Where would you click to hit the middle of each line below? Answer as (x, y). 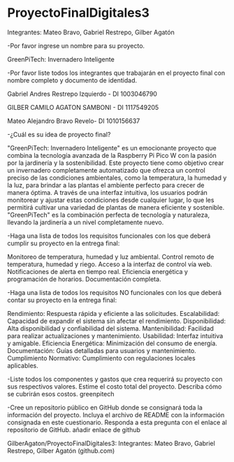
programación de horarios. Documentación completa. (85, 279)
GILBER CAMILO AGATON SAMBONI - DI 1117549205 (83, 107)
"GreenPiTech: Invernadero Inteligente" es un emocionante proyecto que (112, 147)
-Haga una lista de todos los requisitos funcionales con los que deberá (109, 236)
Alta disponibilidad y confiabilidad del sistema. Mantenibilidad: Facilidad (111, 328)
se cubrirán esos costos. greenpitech (61, 394)
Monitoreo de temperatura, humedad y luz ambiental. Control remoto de (111, 257)
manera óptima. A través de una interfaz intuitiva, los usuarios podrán (108, 192)
